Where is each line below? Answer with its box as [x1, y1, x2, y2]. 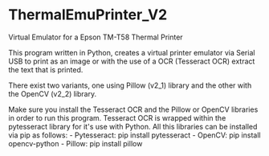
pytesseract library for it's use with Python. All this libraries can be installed [8, 121, 258, 131]
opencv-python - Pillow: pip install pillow [8, 138, 143, 148]
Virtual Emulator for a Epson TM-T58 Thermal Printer [8, 32, 183, 42]
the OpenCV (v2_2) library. [8, 88, 97, 98]
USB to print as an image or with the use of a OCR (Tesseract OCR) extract [8, 56, 255, 66]
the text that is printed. [8, 64, 84, 74]
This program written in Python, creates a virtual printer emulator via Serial [8, 47, 255, 57]
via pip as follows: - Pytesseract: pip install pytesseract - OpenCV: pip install [8, 130, 261, 140]
